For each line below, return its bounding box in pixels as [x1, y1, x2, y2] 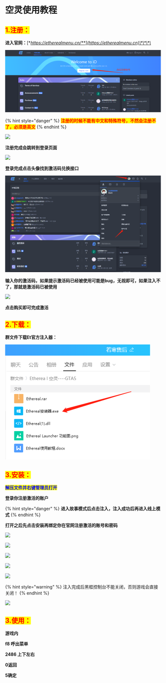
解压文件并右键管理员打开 [5, 485, 57, 490]
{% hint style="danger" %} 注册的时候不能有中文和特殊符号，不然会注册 [5, 118, 152, 124]
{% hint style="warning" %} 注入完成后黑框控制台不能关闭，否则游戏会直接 [5, 584, 159, 590]
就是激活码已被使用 [18, 284, 57, 290]
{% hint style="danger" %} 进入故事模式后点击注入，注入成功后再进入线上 [5, 506, 157, 512]
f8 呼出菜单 [5, 640, 28, 646]
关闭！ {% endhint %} [5, 590, 49, 596]
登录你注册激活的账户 [5, 495, 48, 501]
